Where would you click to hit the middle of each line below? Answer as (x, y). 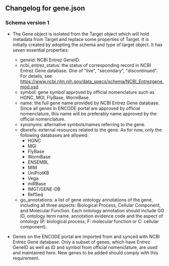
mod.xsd (29, 87)
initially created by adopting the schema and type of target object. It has (88, 45)
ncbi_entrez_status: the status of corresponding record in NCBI (86, 65)
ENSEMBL (38, 162)
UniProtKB (38, 173)
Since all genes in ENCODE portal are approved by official (80, 108)
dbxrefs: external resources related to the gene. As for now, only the (91, 130)
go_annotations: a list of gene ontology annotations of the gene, (87, 200)
